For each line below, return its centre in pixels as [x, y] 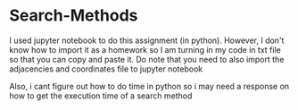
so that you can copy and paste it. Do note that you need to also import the [147, 59]
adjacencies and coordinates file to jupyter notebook [106, 69]
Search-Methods [74, 16]
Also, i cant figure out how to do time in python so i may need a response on [149, 86]
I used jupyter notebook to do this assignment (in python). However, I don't [147, 40]
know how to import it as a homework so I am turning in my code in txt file [145, 49]
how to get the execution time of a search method [101, 96]
